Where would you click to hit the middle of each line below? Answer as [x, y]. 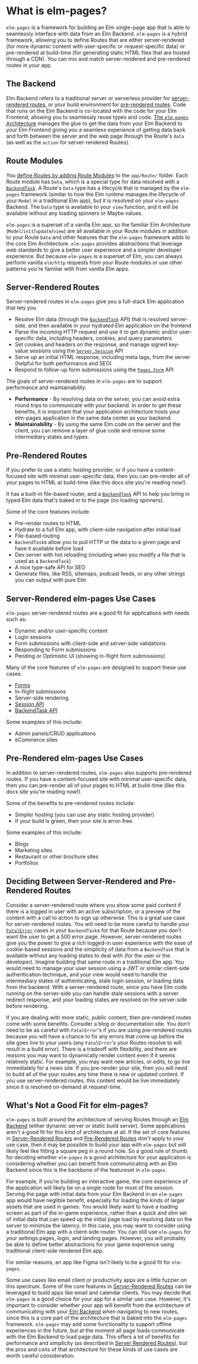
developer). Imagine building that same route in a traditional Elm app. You [95, 962]
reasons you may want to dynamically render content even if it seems [91, 1055]
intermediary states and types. [52, 437]
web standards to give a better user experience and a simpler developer [94, 250]
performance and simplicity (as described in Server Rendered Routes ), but [97, 1343]
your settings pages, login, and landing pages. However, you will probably [96, 1238]
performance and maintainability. [46, 387]
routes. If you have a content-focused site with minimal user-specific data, [97, 779]
